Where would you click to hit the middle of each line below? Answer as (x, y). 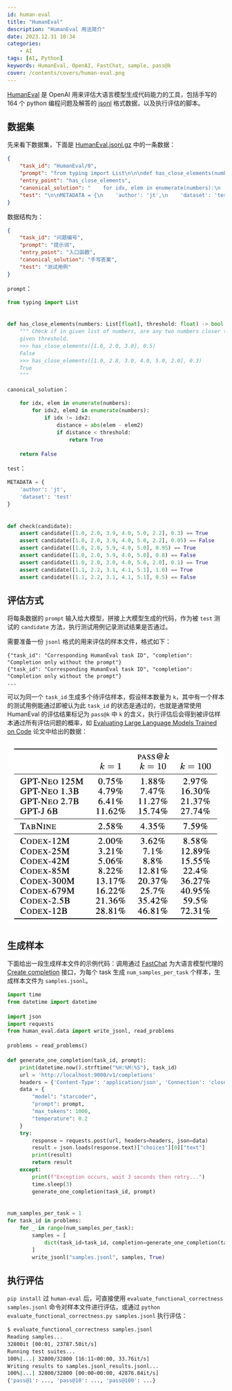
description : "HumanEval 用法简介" (56, 29)
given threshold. (45, 339)
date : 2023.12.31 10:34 (41, 37)
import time (24, 995)
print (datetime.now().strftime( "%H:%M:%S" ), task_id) (98, 1067)
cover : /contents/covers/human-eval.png (66, 73)
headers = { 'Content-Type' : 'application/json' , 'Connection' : (113, 1082)
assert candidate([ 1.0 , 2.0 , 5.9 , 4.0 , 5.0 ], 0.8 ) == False (108, 556)
